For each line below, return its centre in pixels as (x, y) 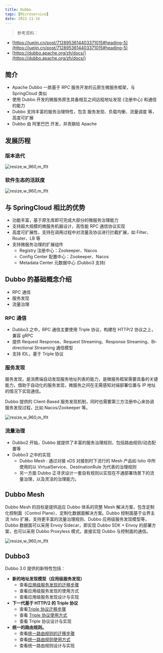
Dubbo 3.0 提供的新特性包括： (35, 568)
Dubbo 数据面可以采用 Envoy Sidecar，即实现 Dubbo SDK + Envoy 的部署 (78, 525)
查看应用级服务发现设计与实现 (49, 597)
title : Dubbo (18, 9)
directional (23, 348)
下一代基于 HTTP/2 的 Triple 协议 (45, 603)
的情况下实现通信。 (24, 391)
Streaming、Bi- (142, 342)
